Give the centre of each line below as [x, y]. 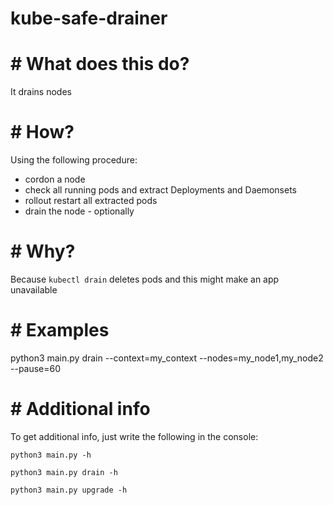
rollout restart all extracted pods [91, 201]
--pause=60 [36, 368]
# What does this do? [100, 64]
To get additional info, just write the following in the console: [134, 436]
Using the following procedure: [74, 160]
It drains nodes [41, 92]
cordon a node [55, 179]
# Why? [43, 251]
